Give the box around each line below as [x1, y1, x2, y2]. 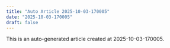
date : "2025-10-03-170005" [6, 14, 73, 20]
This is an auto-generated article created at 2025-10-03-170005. [6, 36, 165, 43]
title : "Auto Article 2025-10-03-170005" [6, 8, 110, 15]
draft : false [6, 19, 39, 25]
